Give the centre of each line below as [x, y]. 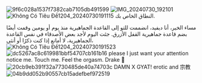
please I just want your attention [149, 53]
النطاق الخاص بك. [135, 16]
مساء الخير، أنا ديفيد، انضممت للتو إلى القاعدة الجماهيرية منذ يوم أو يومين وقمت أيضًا [101, 28]
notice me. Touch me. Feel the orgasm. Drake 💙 [66, 60]
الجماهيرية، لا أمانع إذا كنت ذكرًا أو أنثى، [50, 40]
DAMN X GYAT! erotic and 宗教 [152, 67]
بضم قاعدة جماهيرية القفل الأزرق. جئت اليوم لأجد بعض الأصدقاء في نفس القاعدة [97, 34]
